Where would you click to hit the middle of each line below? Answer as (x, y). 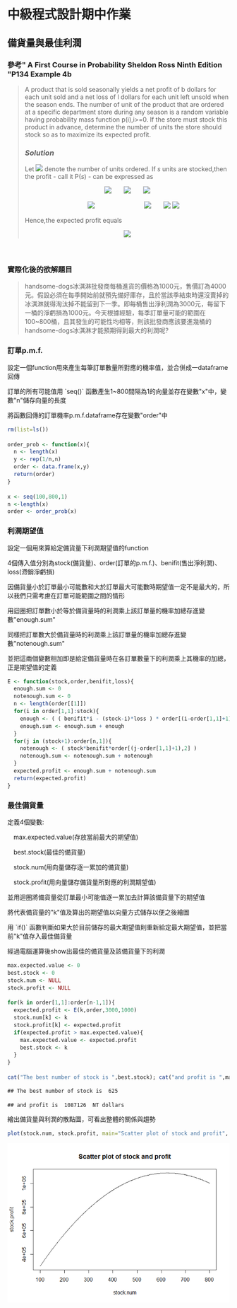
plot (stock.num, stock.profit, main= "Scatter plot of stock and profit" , (118, 1133)
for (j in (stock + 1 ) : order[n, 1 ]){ (63, 741)
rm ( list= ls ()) (28, 429)
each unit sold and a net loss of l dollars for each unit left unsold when (127, 97)
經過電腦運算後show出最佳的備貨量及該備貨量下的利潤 (86, 951)
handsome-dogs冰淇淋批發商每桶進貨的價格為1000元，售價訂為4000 (126, 287)
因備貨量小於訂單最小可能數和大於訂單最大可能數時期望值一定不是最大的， (115, 586)
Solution (39, 153)
